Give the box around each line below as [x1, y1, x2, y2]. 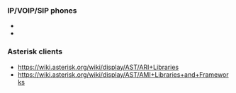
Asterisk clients [7, 46, 62, 56]
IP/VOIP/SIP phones [7, 6, 77, 15]
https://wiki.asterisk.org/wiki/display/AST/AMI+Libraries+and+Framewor [17, 70, 229, 79]
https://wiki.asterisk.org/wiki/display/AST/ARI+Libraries [17, 63, 179, 71]
